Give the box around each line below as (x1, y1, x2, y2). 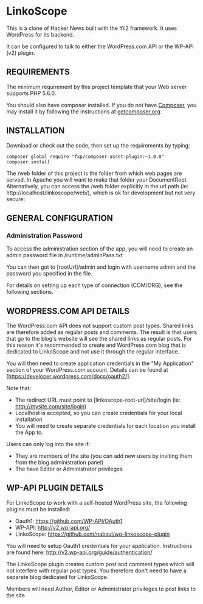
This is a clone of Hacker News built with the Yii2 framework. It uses (6, 24, 177, 32)
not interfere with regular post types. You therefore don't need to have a (6, 567, 187, 574)
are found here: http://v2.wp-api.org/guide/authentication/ (6, 549, 153, 556)
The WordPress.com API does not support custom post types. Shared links (6, 322, 194, 330)
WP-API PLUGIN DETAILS (6, 483, 103, 493)
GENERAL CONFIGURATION (6, 213, 114, 223)
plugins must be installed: (6, 505, 71, 513)
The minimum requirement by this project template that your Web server (6, 83, 187, 90)
